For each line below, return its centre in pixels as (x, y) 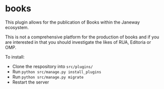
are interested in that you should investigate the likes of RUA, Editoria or (78, 42)
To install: (15, 57)
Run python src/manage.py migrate (48, 77)
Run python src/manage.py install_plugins (57, 71)
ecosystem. (17, 27)
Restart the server (31, 82)
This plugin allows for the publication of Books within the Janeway (72, 22)
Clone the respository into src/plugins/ (52, 66)
